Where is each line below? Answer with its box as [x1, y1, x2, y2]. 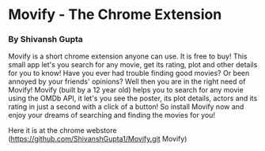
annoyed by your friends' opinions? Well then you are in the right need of [8, 77, 246, 86]
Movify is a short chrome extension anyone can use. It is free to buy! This [8, 51, 248, 61]
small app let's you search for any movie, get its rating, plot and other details [8, 60, 258, 70]
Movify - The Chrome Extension [8, 6, 222, 24]
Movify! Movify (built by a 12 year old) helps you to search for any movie [8, 85, 244, 95]
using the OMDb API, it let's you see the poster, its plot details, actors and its [8, 93, 258, 104]
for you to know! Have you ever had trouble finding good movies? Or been [8, 69, 250, 78]
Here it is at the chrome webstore [8, 126, 117, 135]
